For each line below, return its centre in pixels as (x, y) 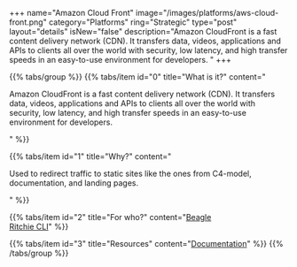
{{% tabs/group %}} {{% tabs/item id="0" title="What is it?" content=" (137, 77)
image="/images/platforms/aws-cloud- (207, 13)
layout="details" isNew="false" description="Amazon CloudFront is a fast (143, 31)
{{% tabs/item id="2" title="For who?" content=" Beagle (110, 217)
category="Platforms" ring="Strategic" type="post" (143, 22)
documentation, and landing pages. (74, 183)
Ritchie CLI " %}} (39, 226)
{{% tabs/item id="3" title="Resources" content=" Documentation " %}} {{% (146, 244)
